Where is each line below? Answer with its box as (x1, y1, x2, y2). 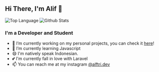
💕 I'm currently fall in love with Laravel (12, 56, 88, 61)
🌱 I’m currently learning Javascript (12, 46, 81, 51)
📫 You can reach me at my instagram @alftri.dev (12, 61, 110, 67)
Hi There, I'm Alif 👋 (5, 5, 63, 13)
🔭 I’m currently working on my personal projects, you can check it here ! (12, 40, 155, 46)
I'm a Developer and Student (5, 29, 73, 36)
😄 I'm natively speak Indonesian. (12, 51, 78, 57)
